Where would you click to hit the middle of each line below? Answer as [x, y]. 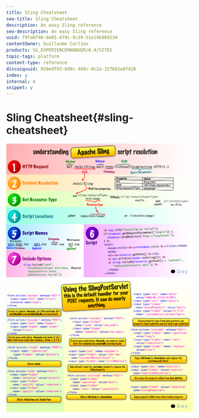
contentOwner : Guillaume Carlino [47, 44]
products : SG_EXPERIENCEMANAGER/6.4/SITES [59, 50]
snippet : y [20, 88]
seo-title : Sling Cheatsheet [42, 19]
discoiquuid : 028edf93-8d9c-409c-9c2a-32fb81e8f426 [71, 69]
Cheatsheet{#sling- [84, 118]
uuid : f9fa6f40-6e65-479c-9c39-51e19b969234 [62, 38]
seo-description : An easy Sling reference [59, 31]
